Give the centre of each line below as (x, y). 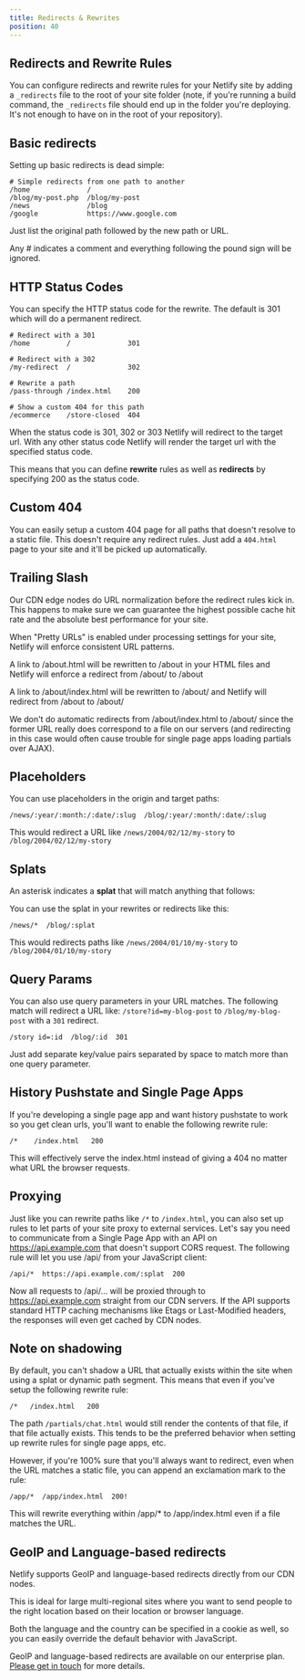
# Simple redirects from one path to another (97, 182)
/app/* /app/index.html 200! (69, 1497)
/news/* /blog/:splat (52, 926)
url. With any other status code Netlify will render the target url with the (143, 441)
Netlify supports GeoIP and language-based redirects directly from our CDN (152, 1574)
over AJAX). (32, 748)
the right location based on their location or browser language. (127, 1612)
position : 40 (34, 26)
